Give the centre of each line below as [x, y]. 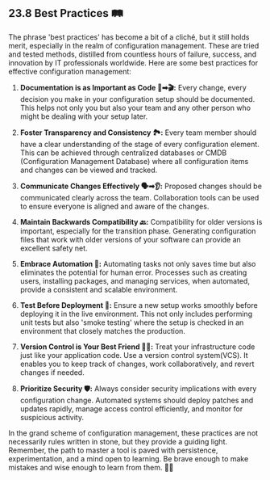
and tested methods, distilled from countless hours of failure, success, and [133, 54]
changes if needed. [52, 372]
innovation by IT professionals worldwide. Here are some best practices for [133, 62]
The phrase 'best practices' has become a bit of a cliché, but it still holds [129, 37]
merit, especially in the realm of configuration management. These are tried [134, 45]
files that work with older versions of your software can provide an [131, 239]
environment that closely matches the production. [102, 331]
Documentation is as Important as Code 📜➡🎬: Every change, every [133, 87]
